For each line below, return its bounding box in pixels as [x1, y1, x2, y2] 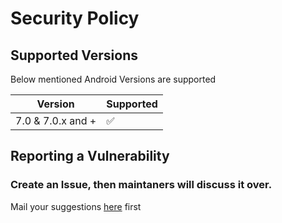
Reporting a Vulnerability [10, 148, 170, 165]
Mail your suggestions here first [10, 200, 142, 212]
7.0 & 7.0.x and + [15, 114, 97, 127]
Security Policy [10, 7, 140, 30]
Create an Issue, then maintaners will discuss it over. [10, 178, 273, 192]
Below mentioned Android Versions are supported [10, 73, 217, 85]
